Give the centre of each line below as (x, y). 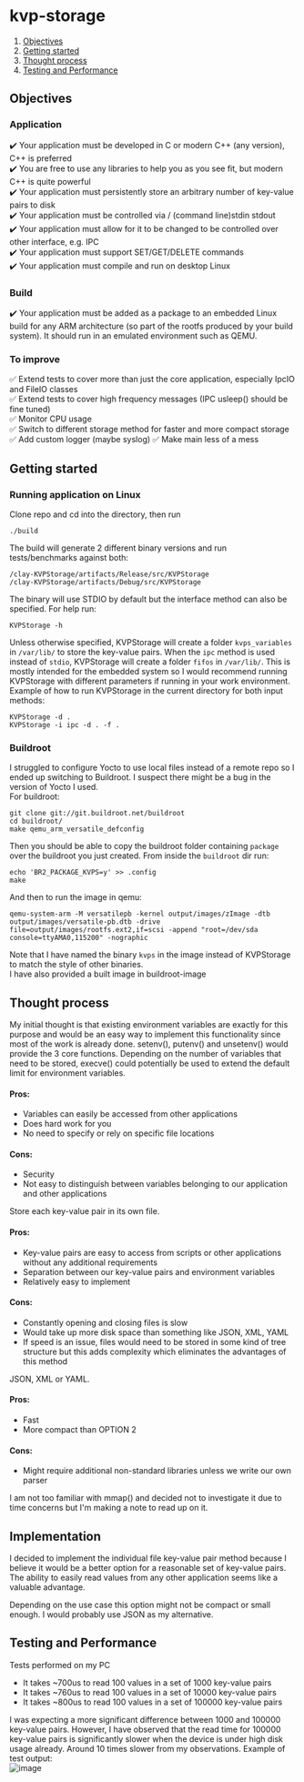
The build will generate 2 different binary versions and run (118, 548)
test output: (31, 1758)
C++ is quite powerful (50, 181)
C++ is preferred (41, 158)
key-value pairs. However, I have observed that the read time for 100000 (145, 1729)
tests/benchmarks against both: (69, 557)
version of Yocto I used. (54, 787)
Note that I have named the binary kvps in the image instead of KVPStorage (150, 955)
